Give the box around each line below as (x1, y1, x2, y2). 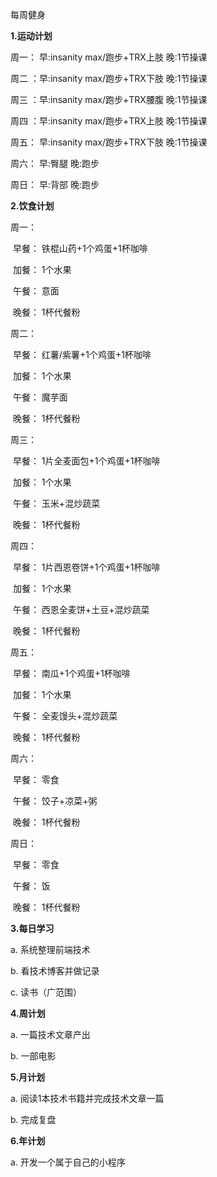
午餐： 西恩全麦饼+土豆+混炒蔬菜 (12, 604, 150, 615)
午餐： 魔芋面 (12, 391, 68, 403)
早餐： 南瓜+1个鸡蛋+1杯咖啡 (12, 668, 131, 679)
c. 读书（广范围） (10, 986, 82, 998)
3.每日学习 (10, 923, 55, 934)
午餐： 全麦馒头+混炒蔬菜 (12, 710, 118, 722)
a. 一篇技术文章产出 (10, 1029, 91, 1040)
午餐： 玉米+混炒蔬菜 (12, 498, 101, 509)
